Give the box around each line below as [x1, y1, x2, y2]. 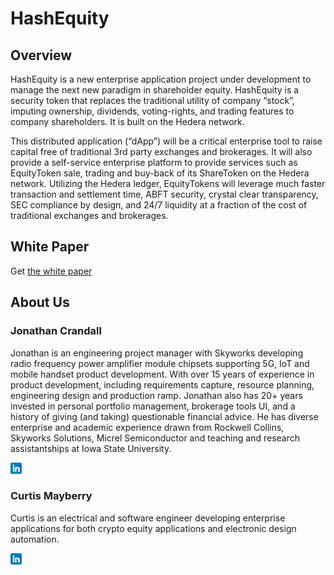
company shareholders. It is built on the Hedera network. [10, 116, 245, 127]
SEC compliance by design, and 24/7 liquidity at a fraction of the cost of [10, 199, 308, 211]
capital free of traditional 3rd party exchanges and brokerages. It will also [10, 146, 313, 157]
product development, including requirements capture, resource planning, [10, 378, 315, 391]
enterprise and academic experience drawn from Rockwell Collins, [10, 421, 285, 433]
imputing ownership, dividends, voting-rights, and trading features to [10, 105, 295, 117]
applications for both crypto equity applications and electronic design [10, 522, 297, 534]
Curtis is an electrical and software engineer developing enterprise [10, 512, 286, 524]
